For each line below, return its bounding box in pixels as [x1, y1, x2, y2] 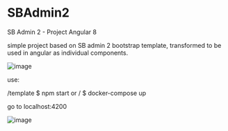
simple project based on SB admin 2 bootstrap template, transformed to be [7, 41, 222, 49]
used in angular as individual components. [7, 49, 129, 57]
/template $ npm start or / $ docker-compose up [7, 89, 147, 97]
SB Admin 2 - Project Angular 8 [7, 28, 97, 36]
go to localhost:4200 [7, 102, 67, 110]
